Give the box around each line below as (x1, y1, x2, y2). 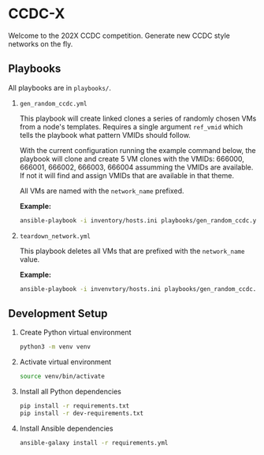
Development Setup (8, 307, 108, 320)
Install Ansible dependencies (19, 423, 113, 433)
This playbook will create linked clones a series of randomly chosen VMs (19, 114, 257, 123)
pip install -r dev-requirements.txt (19, 409, 144, 417)
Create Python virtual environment (19, 328, 132, 338)
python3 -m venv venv (19, 343, 91, 351)
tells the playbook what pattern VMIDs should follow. (19, 130, 191, 140)
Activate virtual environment (19, 357, 112, 367)
